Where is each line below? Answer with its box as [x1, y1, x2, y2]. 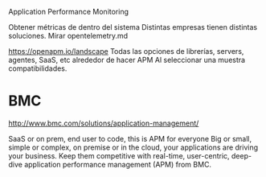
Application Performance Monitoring [8, 7, 129, 16]
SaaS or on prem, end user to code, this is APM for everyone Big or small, [8, 134, 252, 143]
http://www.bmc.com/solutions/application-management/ [8, 118, 199, 128]
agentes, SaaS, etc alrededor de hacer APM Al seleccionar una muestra [8, 56, 246, 64]
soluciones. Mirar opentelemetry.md [8, 31, 129, 40]
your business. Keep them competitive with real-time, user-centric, [8, 150, 231, 160]
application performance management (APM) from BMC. [23, 159, 211, 169]
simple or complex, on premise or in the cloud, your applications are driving [8, 142, 259, 152]
